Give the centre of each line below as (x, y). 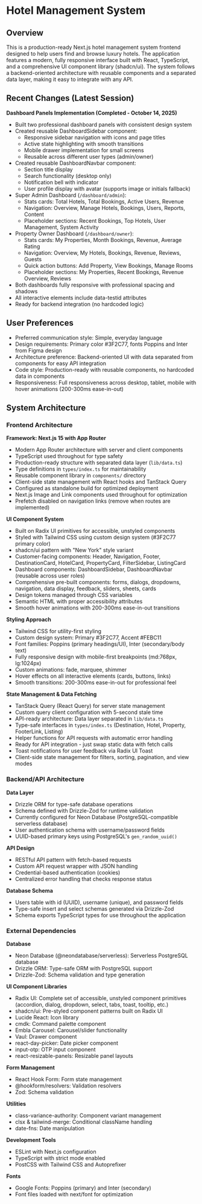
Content (34, 214)
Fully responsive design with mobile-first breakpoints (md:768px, (96, 657)
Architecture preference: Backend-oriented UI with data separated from (104, 357)
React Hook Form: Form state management (68, 1079)
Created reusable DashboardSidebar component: (76, 131)
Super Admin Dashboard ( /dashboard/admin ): (71, 195)
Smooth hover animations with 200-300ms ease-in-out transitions (97, 608)
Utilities (16, 1104)
